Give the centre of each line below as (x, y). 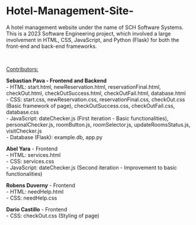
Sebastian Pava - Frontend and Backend (56, 81)
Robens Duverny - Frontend (41, 185)
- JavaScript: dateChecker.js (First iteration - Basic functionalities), (87, 118)
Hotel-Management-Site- (70, 11)
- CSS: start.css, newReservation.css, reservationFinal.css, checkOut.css (96, 99)
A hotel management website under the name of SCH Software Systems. (95, 27)
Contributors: (22, 69)
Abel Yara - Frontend (32, 149)
